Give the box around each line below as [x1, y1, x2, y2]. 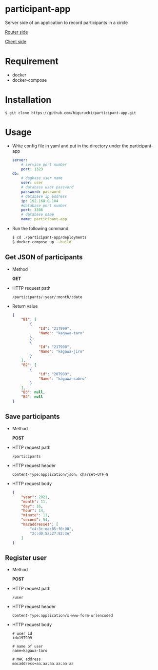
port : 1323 [21, 166, 43, 172]
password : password [21, 189, 61, 194]
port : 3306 [21, 208, 43, 212]
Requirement [5, 56, 59, 67]
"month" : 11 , [21, 499, 48, 504]
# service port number [21, 162, 67, 167]
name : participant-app [21, 217, 67, 222]
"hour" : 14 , [21, 508, 45, 513]
